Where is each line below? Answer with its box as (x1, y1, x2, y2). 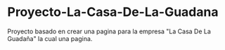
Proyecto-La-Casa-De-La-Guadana (7, 4, 219, 20)
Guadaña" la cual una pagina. (7, 34, 93, 42)
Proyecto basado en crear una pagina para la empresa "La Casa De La (7, 27, 211, 35)
